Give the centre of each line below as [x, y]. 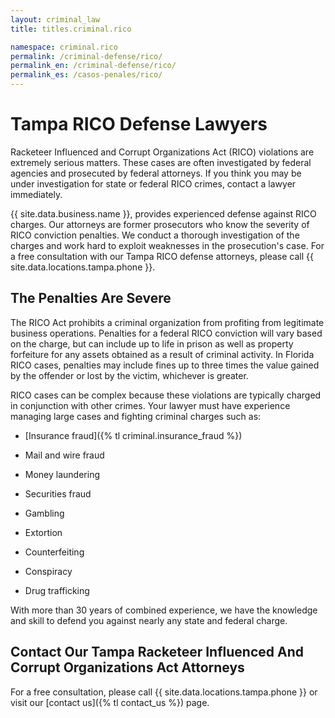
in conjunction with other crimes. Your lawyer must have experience [150, 405]
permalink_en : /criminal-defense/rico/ [93, 66]
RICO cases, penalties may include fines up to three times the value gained [165, 365]
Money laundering [62, 474]
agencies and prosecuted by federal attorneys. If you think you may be [156, 173]
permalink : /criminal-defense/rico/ [86, 56]
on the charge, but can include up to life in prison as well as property [152, 343]
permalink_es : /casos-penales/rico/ [86, 75]
